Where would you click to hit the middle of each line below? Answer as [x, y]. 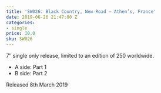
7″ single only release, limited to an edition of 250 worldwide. [80, 56]
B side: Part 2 [31, 73]
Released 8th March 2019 [37, 85]
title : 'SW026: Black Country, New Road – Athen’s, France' [81, 11]
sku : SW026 [19, 39]
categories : [21, 22]
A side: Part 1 [31, 67]
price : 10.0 [21, 34]
